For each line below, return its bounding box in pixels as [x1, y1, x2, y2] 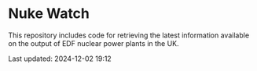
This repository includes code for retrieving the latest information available [8, 30, 250, 40]
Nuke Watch [8, 5, 90, 23]
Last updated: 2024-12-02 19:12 [8, 54, 112, 63]
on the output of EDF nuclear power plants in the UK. [8, 38, 179, 48]
